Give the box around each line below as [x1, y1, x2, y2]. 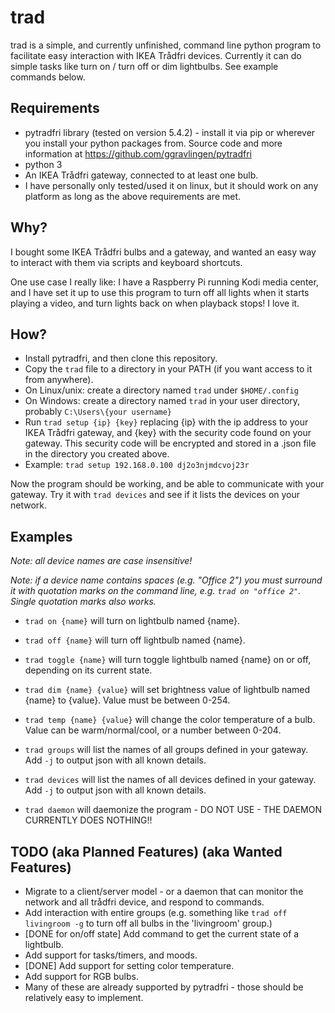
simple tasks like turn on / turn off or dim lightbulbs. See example [10, 60, 279, 72]
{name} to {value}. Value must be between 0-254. [24, 694, 231, 706]
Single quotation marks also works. [10, 596, 157, 608]
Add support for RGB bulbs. [24, 971, 139, 982]
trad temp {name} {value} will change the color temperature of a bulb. [24, 714, 316, 726]
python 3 [24, 158, 63, 170]
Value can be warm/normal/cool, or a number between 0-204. [24, 724, 282, 736]
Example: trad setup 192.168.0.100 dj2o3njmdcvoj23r [24, 459, 250, 471]
